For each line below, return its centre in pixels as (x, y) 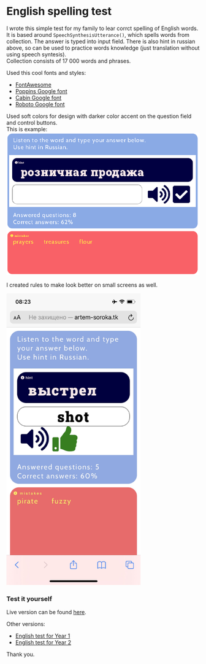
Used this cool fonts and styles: (46, 72)
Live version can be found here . (47, 612)
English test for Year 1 (43, 636)
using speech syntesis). (36, 54)
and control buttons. (32, 122)
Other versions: (26, 624)
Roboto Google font (40, 104)
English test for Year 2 (43, 642)
